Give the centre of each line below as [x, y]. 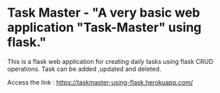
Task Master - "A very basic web [104, 13]
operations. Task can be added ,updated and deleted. [85, 69]
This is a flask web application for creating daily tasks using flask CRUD [110, 61]
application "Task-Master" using [104, 27]
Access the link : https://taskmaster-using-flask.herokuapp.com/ [100, 82]
